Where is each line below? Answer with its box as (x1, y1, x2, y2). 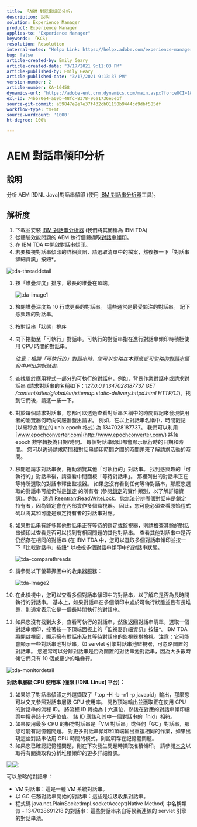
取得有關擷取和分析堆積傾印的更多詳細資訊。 (15, 749, 123, 756)
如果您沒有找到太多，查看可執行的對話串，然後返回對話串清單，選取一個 (15, 618, 189, 625)
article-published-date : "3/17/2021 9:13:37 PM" (6, 74, 127, 80)
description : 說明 (6, 14, 50, 20)
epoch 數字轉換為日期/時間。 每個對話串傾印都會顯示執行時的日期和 (15, 438, 179, 445)
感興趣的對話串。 (15, 311, 57, 318)
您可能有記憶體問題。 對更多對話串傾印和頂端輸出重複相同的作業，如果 (15, 728, 186, 735)
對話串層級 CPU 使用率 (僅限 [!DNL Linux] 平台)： (6, 678, 125, 685)
